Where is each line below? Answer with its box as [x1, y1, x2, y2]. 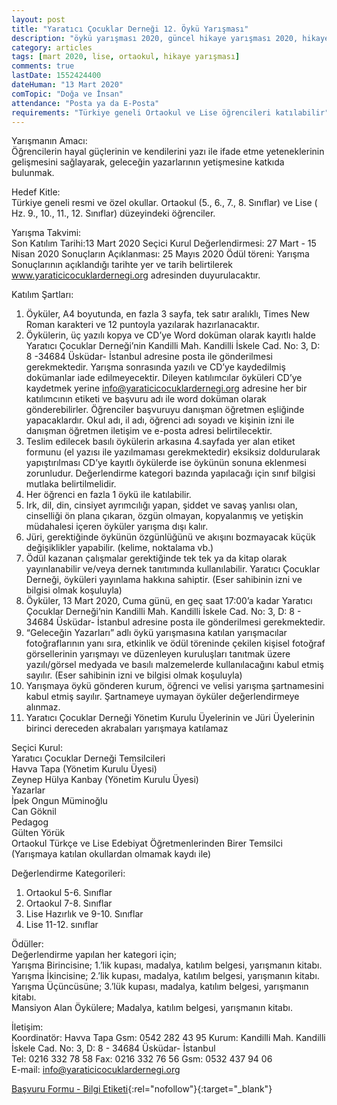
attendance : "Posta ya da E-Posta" [11, 98, 160, 108]
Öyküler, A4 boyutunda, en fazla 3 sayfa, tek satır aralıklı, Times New [25, 308, 310, 320]
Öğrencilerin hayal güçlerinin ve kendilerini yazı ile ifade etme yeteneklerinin [11, 146, 325, 158]
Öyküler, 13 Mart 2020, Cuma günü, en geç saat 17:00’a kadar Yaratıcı [25, 595, 313, 607]
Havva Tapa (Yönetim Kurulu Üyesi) [11, 763, 158, 775]
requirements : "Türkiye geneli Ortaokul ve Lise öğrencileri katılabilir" [11, 107, 330, 118]
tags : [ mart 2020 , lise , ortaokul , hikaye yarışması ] [11, 52, 241, 62]
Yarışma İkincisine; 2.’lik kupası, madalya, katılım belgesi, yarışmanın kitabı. [11, 970, 320, 982]
